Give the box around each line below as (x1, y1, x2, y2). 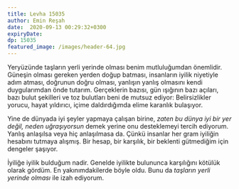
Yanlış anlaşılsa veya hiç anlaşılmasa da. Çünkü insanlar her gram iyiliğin (7, 129, 219, 138)
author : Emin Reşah (7, 17, 65, 24)
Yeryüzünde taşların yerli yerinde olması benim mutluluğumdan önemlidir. (7, 63, 223, 71)
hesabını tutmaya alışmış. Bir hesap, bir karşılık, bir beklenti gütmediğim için (7, 137, 229, 146)
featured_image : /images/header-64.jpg (7, 43, 126, 50)
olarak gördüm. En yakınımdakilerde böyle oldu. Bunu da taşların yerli (7, 166, 211, 174)
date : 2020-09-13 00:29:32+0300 (7, 23, 107, 31)
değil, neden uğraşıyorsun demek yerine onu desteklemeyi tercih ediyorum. (7, 122, 229, 130)
